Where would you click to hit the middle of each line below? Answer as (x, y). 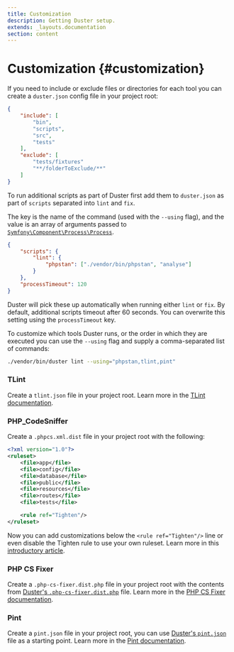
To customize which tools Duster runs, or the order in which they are (107, 333)
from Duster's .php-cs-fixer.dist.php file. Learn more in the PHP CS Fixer (116, 592)
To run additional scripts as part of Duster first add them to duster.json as (116, 195)
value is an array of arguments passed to (67, 224)
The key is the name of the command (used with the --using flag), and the (116, 217)
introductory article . (36, 550)
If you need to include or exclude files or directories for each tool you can (115, 89)
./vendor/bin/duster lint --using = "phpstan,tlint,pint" (91, 362)
